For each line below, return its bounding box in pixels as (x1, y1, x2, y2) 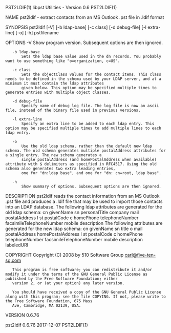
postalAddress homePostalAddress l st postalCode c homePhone (5, 231, 143, 237)
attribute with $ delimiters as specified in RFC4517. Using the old (5, 161, 157, 167)
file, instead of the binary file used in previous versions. (5, 108, 141, 113)
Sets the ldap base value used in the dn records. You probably (21, 54, 161, 59)
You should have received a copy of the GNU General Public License (12, 289, 161, 295)
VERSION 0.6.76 (5, 312, 39, 318)
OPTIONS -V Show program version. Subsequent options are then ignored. (5, 39, 163, 46)
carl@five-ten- (124, 252, 156, 258)
